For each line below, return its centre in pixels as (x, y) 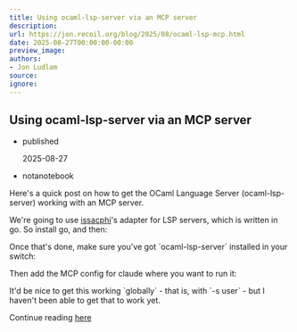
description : (33, 26)
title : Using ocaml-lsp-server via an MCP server (103, 17)
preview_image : (37, 51)
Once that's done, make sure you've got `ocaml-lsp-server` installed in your (148, 247)
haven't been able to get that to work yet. (85, 301)
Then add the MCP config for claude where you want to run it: (123, 274)
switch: (22, 256)
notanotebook (48, 176)
